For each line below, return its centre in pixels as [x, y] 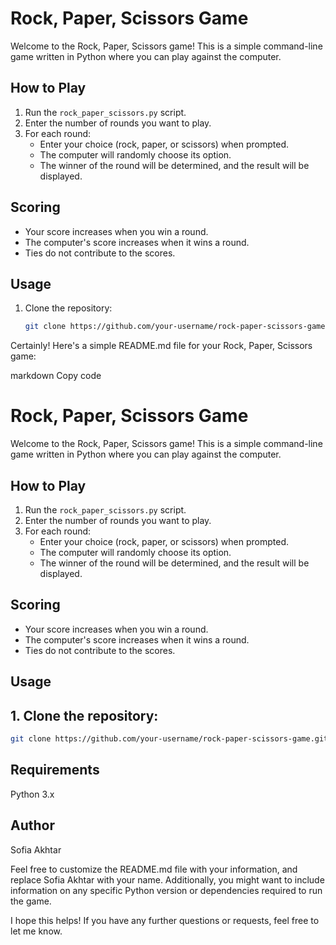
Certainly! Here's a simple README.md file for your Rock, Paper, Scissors [161, 346]
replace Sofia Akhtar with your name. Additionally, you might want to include [167, 879]
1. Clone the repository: [84, 715]
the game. [31, 901]
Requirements [55, 770]
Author [32, 825]
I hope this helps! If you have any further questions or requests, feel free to [165, 920]
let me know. [36, 931]
